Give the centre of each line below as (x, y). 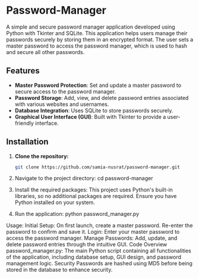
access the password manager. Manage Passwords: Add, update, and (92, 238)
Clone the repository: (42, 156)
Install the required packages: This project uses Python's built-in (94, 190)
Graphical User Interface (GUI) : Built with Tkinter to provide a (90, 117)
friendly (24, 123)
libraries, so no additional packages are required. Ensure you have (96, 196)
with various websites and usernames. (62, 104)
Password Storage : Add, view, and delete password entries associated (102, 98)
